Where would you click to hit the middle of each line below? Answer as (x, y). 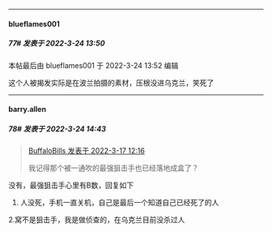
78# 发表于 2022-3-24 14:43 (57, 129)
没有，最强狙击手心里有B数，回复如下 (71, 185)
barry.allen (28, 110)
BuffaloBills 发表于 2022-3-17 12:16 (87, 151)
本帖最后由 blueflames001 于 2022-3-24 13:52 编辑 (93, 65)
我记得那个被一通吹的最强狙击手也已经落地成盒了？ (113, 168)
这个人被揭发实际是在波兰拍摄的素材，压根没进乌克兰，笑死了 (111, 83)
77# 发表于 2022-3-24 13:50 (57, 43)
